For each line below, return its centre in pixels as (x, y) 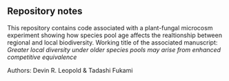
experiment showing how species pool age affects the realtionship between (115, 35)
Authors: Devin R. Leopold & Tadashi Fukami (70, 70)
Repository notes (45, 11)
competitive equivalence (42, 57)
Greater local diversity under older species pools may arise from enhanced (114, 49)
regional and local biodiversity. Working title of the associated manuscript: (112, 42)
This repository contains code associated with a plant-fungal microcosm (110, 27)
